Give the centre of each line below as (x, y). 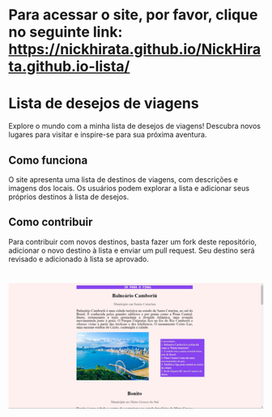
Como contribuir (51, 222)
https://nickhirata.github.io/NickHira (135, 49)
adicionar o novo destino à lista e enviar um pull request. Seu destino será (132, 250)
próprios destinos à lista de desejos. (69, 197)
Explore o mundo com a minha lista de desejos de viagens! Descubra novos (135, 126)
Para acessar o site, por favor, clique (133, 15)
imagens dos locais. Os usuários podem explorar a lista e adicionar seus (129, 188)
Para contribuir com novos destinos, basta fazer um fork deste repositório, (133, 241)
